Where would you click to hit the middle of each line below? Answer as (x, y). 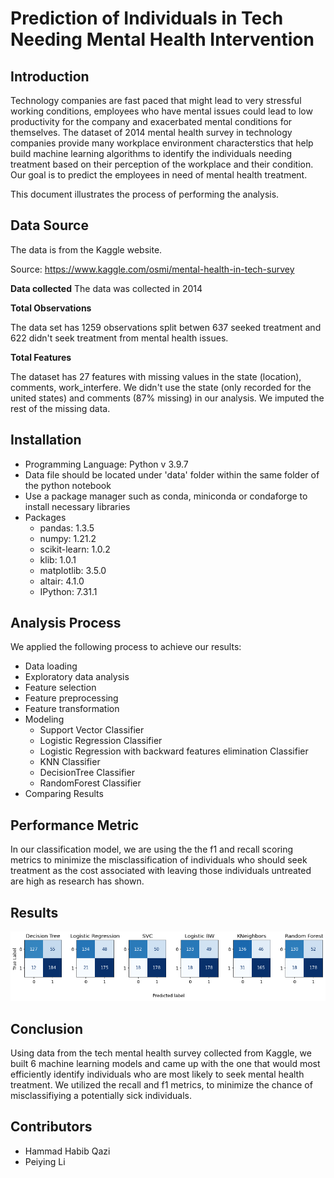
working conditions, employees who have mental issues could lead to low (161, 111)
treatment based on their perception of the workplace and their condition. (162, 164)
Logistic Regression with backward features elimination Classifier (174, 751)
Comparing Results (64, 794)
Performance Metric (75, 825)
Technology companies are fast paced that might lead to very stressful (156, 100)
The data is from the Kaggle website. (86, 249)
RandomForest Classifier (90, 783)
